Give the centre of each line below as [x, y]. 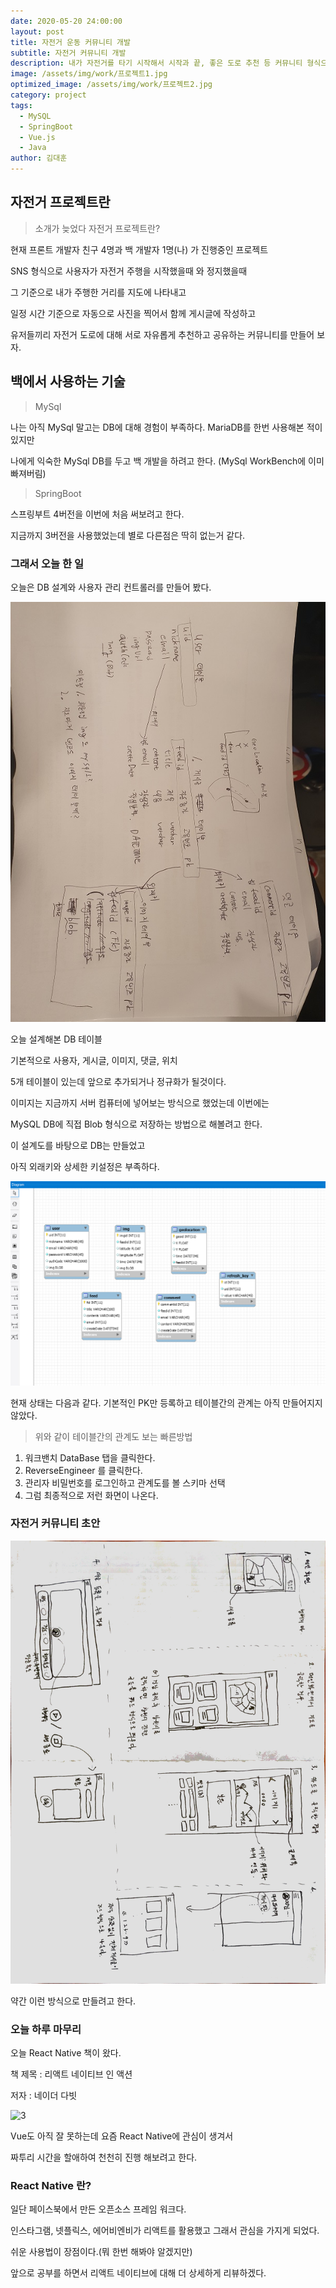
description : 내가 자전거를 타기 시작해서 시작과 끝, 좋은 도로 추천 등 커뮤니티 [156, 63]
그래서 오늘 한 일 [47, 563]
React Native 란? [51, 2185]
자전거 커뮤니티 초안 [55, 1523]
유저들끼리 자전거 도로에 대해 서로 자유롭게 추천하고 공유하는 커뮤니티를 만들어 [162, 334]
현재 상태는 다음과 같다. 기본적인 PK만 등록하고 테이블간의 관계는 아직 [145, 1402]
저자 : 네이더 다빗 [44, 2096]
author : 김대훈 [39, 158]
